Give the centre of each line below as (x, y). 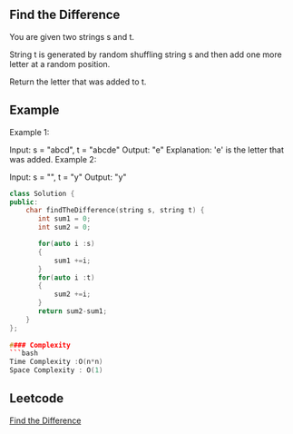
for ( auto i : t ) (66, 277)
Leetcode (37, 399)
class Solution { (42, 193)
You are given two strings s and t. (72, 36)
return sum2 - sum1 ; (72, 311)
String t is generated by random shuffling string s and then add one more (146, 54)
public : (24, 202)
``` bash (24, 353)
